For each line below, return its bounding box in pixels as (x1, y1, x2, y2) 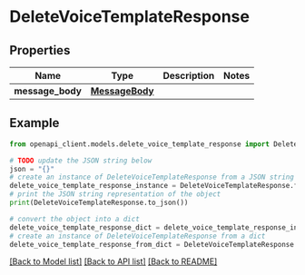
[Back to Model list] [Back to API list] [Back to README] (9, 256, 218, 267)
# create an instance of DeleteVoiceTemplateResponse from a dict (9, 231, 266, 241)
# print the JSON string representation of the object (9, 190, 221, 199)
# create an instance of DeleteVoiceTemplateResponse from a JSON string (9, 172, 295, 182)
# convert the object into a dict (9, 214, 141, 223)
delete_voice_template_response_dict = (9, 222, 161, 232)
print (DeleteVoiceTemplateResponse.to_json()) (9, 198, 189, 208)
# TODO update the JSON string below (9, 156, 152, 165)
